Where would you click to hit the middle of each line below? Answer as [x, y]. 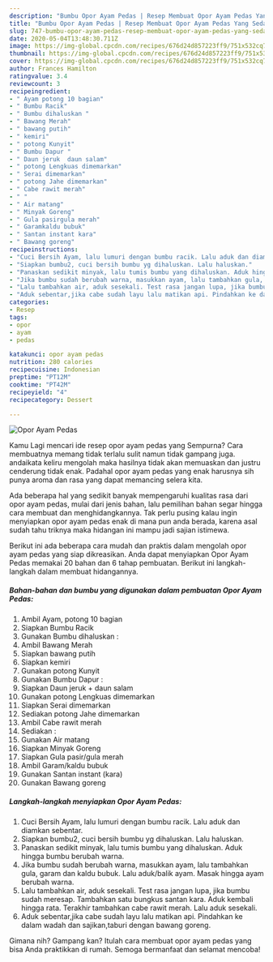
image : [20, 46]
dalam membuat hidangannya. [87, 571]
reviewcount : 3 [35, 83]
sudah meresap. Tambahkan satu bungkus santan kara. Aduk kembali [137, 900]
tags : [18, 317]
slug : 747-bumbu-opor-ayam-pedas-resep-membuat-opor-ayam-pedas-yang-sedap [140, 31]
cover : [20, 62]
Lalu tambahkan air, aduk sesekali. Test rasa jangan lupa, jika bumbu [135, 891]
